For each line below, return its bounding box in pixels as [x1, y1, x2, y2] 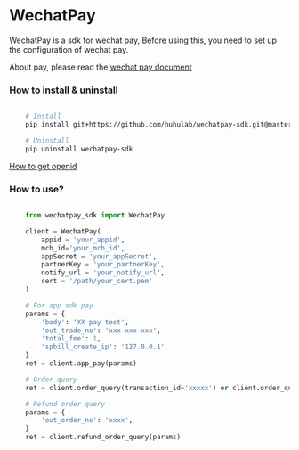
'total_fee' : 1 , [41, 334, 101, 343]
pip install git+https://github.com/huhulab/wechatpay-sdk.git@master [25, 120, 293, 129]
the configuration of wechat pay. [9, 44, 129, 54]
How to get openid [9, 160, 77, 171]
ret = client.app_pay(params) [25, 359, 138, 368]
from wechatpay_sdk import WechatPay [25, 211, 166, 220]
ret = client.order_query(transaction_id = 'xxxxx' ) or [25, 383, 229, 392]
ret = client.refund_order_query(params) [25, 433, 181, 442]
